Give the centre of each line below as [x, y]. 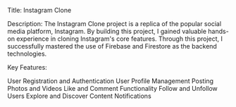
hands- [218, 31]
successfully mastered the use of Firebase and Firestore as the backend [112, 46]
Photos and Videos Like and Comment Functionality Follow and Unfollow [113, 88]
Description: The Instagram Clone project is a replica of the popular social [114, 24]
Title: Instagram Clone [39, 10]
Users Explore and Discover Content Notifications [79, 96]
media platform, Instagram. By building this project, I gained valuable [107, 31]
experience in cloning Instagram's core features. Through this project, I [120, 39]
